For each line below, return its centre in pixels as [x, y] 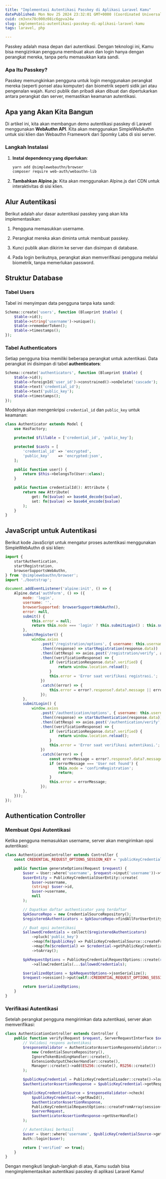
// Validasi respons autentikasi [57, 1043]
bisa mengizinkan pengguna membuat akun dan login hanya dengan [75, 52]
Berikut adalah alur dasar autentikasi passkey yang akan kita [67, 214]
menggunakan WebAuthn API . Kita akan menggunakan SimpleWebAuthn [80, 129]
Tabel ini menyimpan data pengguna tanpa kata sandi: [60, 303]
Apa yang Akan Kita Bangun [49, 112]
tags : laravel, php [25, 28]
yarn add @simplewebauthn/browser [48, 167]
